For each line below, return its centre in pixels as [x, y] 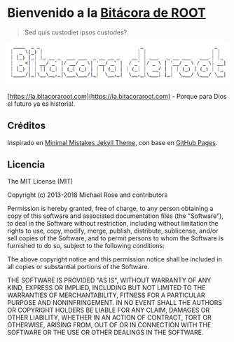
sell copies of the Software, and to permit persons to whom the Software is [116, 238]
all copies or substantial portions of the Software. [78, 267]
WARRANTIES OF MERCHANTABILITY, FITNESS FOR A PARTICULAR [106, 295]
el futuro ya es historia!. [41, 104]
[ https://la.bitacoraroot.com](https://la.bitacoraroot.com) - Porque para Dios [117, 96]
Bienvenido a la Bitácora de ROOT [107, 13]
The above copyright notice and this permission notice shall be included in [115, 259]
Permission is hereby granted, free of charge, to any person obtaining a [110, 209]
